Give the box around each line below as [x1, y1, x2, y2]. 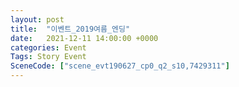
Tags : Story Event [10, 52, 87, 62]
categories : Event [10, 42, 87, 53]
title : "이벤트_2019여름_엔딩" [10, 24, 131, 34]
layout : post [10, 14, 65, 25]
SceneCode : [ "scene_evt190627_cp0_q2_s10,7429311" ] [10, 61, 230, 71]
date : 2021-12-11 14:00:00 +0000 [10, 33, 159, 43]
